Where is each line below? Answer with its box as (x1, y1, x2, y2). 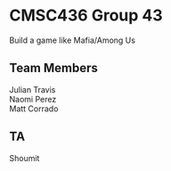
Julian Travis (9, 84, 56, 94)
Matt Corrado (9, 103, 59, 114)
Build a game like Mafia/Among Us (9, 35, 136, 45)
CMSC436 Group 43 (9, 5, 163, 26)
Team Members (9, 61, 98, 76)
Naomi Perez (9, 94, 57, 104)
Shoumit (9, 152, 40, 163)
